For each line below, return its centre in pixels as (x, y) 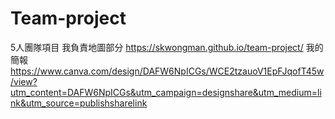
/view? (24, 81)
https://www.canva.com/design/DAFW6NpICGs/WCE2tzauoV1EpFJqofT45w (167, 71)
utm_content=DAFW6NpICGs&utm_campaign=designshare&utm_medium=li (166, 92)
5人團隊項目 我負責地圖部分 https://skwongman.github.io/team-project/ (157, 47)
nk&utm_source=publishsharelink (79, 103)
